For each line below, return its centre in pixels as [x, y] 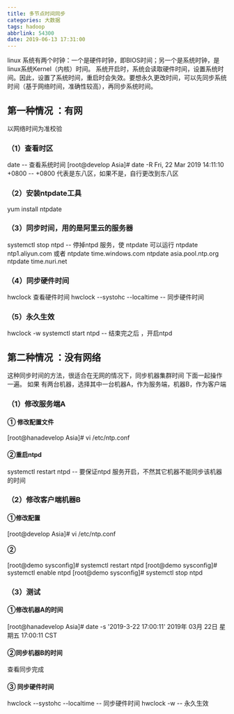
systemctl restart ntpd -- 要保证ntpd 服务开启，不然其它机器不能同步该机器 [115, 472]
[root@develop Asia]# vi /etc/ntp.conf [62, 534]
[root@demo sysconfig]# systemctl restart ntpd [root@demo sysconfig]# [112, 565]
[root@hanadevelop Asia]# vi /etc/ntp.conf [69, 438]
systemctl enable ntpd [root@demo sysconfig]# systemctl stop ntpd [105, 573]
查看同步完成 [25, 669]
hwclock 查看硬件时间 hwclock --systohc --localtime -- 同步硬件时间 [106, 297]
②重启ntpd [24, 454]
